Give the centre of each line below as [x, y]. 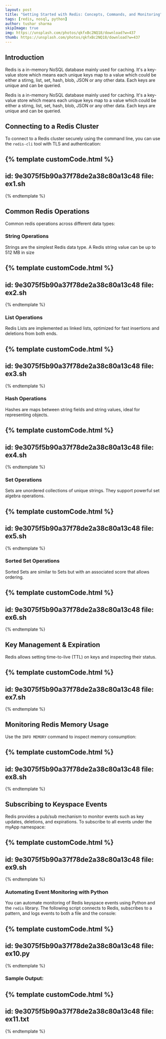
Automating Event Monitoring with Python [57, 892]
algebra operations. [25, 496]
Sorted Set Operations [33, 561]
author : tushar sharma [28, 24]
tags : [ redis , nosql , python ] [36, 19]
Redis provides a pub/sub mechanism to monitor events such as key [75, 816]
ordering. [14, 577]
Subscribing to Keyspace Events [56, 804]
